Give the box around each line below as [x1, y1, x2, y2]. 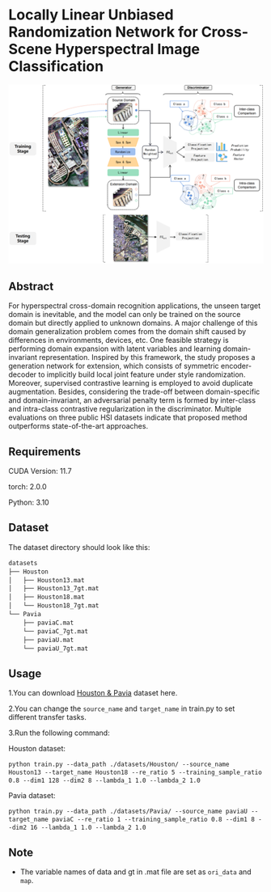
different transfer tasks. [8, 712, 87, 722]
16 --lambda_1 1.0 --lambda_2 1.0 [29, 823, 147, 832]
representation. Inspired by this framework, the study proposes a [39, 353, 256, 362]
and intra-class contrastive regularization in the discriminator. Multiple [8, 404, 242, 414]
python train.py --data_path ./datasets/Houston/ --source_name [8, 760, 230, 769]
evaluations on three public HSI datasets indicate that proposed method [8, 412, 248, 422]
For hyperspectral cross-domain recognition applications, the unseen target [8, 301, 261, 311]
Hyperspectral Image [55, 40, 201, 58]
